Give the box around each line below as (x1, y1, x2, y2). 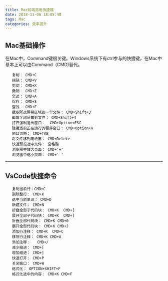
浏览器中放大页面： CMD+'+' (11, 147, 63, 152)
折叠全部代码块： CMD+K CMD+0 (11, 218, 69, 223)
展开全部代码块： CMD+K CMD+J (11, 223, 69, 228)
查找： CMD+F (11, 105, 37, 110)
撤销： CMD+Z (11, 89, 37, 94)
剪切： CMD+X (11, 83, 37, 88)
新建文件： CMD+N (11, 202, 44, 207)
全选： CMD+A (11, 94, 37, 99)
